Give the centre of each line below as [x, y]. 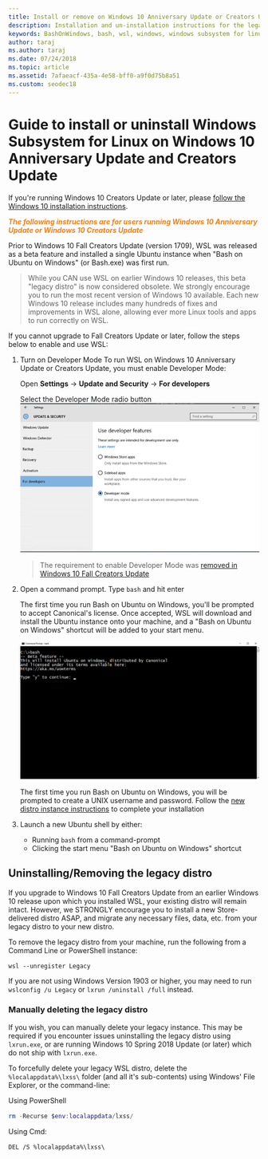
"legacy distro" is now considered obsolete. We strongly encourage [139, 286]
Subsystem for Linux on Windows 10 [132, 142]
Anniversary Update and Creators [122, 158]
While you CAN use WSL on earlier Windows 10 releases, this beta [136, 278]
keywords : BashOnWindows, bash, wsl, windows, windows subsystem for [126, 34]
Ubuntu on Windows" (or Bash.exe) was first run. [89, 262]
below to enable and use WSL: [58, 344]
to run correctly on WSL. [68, 320]
